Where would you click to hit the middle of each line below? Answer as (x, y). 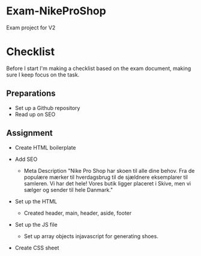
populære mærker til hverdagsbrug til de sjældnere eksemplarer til (106, 177)
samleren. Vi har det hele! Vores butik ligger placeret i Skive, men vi (107, 183)
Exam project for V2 (31, 28)
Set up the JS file (36, 224)
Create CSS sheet (37, 248)
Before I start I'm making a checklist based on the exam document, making (99, 68)
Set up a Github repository (47, 108)
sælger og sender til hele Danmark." (68, 190)
